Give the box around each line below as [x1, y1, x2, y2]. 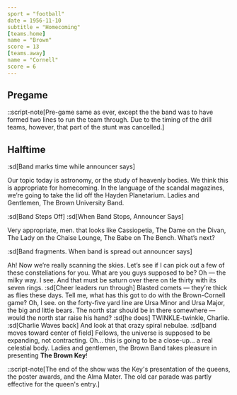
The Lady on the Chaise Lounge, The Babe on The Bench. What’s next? [7, 234, 216, 242]
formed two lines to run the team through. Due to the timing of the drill [7, 115, 212, 124]
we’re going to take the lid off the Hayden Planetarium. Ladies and [7, 191, 200, 200]
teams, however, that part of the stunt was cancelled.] [7, 123, 165, 132]
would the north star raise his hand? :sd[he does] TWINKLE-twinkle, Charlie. [7, 314, 230, 322]
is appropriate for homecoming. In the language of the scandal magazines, [7, 183, 225, 192]
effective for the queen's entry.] [7, 380, 100, 389]
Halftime [7, 143, 46, 156]
